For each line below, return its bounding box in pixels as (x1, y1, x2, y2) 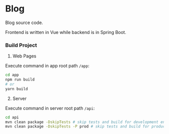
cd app (5, 72, 19, 77)
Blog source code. (5, 19, 43, 25)
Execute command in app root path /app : (5, 63, 90, 69)
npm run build (5, 77, 35, 82)
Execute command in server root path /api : (5, 105, 95, 111)
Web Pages (12, 53, 37, 59)
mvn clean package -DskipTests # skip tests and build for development (5, 119, 158, 124)
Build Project (5, 41, 37, 48)
